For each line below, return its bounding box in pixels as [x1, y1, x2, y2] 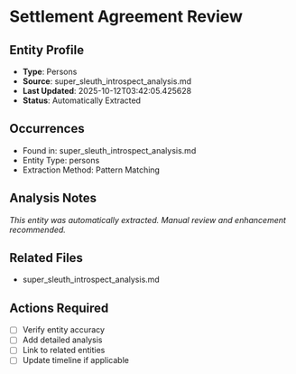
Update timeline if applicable [22, 355, 129, 366]
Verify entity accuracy [22, 324, 106, 335]
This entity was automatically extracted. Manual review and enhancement [9, 214, 287, 225]
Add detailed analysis [22, 334, 103, 345]
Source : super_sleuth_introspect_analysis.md [22, 76, 192, 87]
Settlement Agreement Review [9, 6, 244, 27]
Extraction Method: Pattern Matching [22, 164, 161, 175]
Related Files [9, 250, 84, 266]
